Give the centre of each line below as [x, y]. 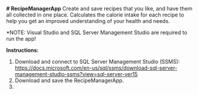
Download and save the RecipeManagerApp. [69, 80]
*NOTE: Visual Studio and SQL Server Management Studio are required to [97, 32]
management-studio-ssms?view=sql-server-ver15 [76, 74]
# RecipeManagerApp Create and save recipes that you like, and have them [99, 9]
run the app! [21, 39]
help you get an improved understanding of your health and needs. [88, 21]
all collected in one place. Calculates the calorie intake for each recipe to [95, 15]
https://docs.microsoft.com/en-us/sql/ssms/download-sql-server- [96, 68]
